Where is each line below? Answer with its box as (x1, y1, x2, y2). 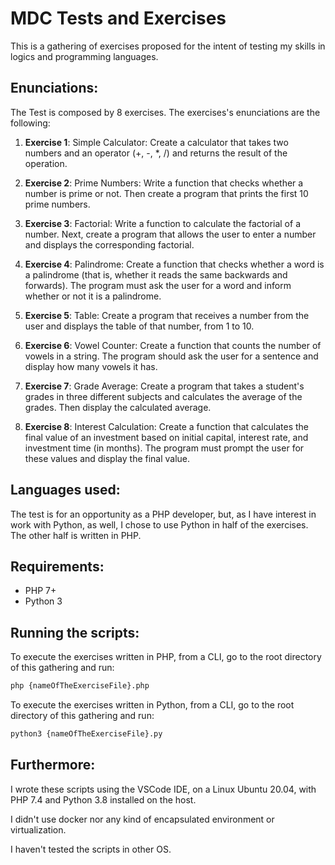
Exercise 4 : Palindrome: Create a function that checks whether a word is (24, 258, 325, 270)
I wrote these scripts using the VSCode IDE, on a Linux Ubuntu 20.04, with (10, 783, 317, 795)
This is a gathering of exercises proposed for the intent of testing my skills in (10, 40, 326, 52)
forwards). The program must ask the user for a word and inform (24, 279, 292, 291)
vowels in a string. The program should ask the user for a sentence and (24, 350, 319, 362)
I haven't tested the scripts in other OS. (10, 843, 172, 855)
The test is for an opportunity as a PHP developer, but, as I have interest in (10, 508, 317, 520)
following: (10, 117, 51, 129)
